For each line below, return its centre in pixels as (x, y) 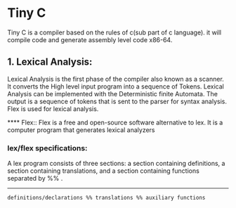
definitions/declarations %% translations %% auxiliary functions (106, 198)
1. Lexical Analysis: (50, 62)
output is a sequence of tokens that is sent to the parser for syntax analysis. (117, 101)
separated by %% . (35, 178)
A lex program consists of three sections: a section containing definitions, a (116, 164)
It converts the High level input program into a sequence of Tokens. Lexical (116, 86)
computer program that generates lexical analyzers (81, 130)
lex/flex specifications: (47, 148)
